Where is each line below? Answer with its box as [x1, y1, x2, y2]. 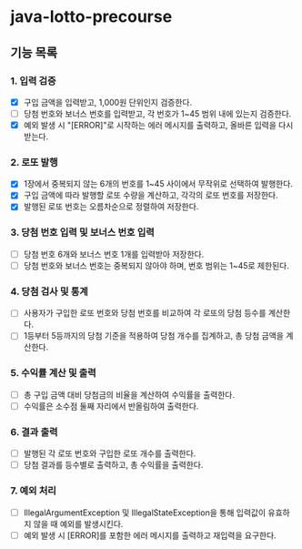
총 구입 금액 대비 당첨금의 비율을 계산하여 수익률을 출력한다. [23, 389, 236, 400]
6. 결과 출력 [10, 425, 58, 438]
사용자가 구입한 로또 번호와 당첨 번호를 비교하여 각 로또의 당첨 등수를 [23, 308, 267, 319]
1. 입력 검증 [10, 75, 56, 87]
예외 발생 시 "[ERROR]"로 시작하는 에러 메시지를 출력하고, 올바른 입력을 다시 [23, 120, 294, 130]
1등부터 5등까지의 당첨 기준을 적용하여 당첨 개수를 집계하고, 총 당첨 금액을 [23, 330, 285, 341]
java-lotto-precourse [10, 6, 173, 27]
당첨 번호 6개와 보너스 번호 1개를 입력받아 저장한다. [23, 249, 205, 259]
